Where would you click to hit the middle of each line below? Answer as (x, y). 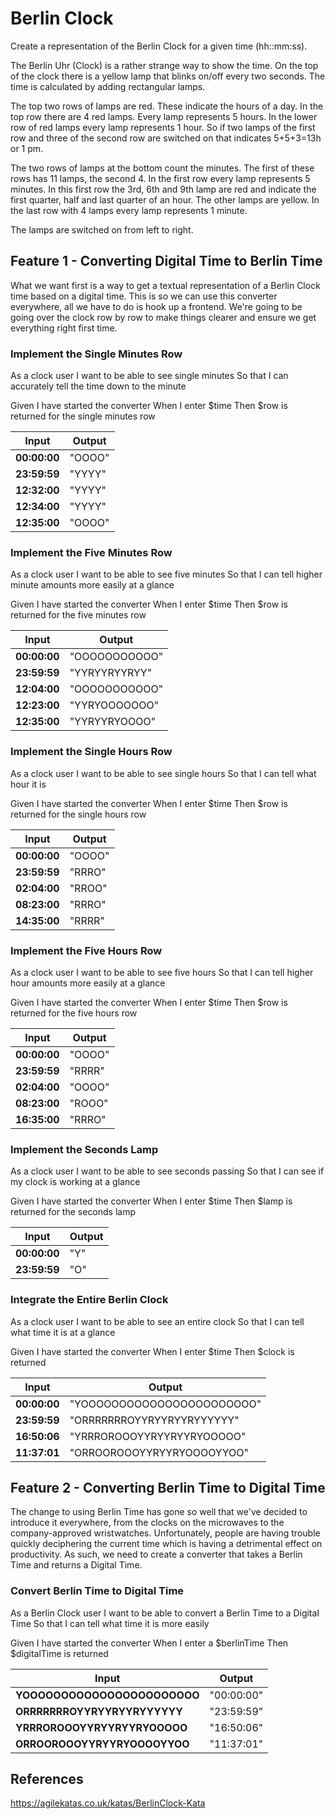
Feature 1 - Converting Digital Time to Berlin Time (166, 261)
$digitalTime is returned (59, 1653)
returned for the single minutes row (83, 416)
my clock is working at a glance (75, 1182)
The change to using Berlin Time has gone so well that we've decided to (159, 1512)
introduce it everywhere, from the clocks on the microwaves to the (147, 1523)
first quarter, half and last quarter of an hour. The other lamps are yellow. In (165, 199)
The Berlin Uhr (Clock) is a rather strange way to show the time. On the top (164, 65)
